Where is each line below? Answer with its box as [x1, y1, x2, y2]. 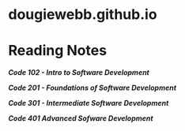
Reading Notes [8, 42, 108, 60]
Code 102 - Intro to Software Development [8, 68, 150, 77]
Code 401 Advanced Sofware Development [8, 114, 153, 123]
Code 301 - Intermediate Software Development [8, 99, 169, 108]
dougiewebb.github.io [8, 6, 157, 24]
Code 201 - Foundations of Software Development [8, 83, 176, 92]
